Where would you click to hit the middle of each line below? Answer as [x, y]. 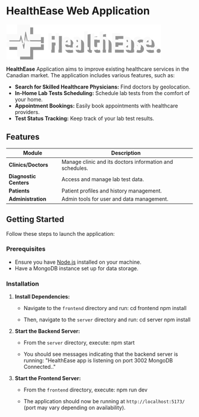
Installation [23, 283]
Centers [19, 182]
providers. [27, 112]
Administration [27, 199]
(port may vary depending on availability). [75, 407]
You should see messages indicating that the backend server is [101, 354]
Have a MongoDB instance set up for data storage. [77, 268]
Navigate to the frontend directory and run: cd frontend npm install [105, 308]
